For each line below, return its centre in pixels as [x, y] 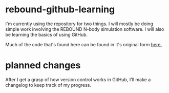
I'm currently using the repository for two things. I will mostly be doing [79, 24]
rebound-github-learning [60, 10]
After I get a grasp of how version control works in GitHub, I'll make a [78, 79]
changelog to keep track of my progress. [48, 85]
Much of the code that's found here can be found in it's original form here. [84, 44]
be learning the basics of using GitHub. [47, 34]
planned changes [43, 66]
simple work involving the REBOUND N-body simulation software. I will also [85, 29]
